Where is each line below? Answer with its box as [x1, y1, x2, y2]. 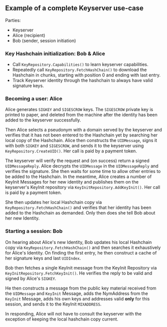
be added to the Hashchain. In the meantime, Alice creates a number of [5, 173, 152, 179]
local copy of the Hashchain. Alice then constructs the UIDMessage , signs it [5, 137, 157, 143]
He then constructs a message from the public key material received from [5, 285, 157, 291]
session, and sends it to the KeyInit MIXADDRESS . [5, 301, 102, 307]
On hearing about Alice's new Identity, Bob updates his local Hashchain [5, 239, 152, 245]
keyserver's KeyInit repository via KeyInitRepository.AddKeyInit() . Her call [5, 184, 161, 190]
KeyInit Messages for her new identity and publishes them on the [5, 179, 139, 185]
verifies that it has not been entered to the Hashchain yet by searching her [5, 132, 158, 138]
